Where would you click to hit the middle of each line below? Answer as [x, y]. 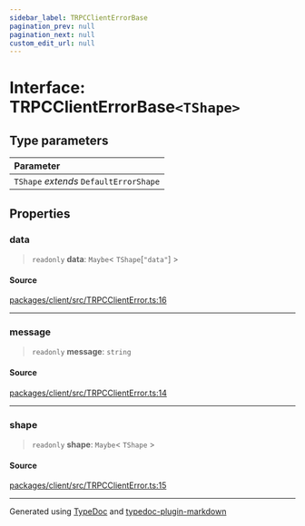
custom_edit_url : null [52, 43]
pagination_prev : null [52, 26]
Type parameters [59, 140]
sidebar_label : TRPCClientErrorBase [79, 18]
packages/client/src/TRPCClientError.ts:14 [89, 393]
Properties [40, 214]
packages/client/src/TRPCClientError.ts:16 [88, 300]
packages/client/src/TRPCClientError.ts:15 [88, 485]
